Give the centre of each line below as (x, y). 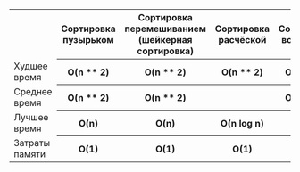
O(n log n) (242, 123)
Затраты (32, 143)
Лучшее (31, 117)
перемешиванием (166, 29)
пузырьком (88, 40)
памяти (30, 153)
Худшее (31, 66)
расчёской (242, 40)
